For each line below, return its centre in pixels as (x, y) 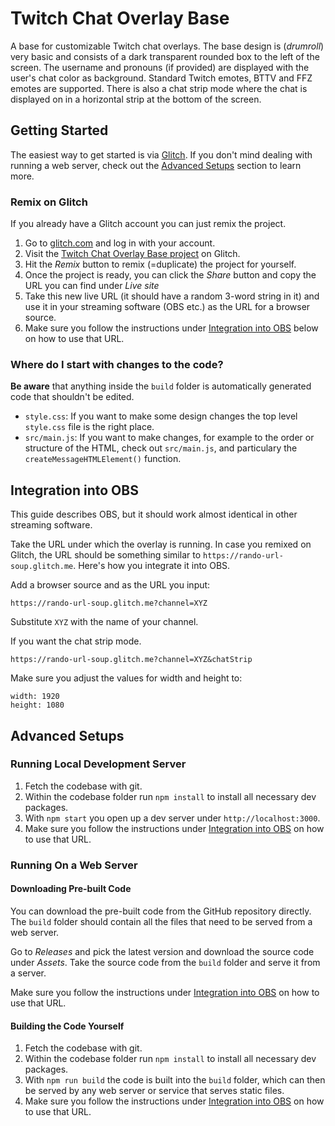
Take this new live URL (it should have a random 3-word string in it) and (172, 296)
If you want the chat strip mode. (76, 641)
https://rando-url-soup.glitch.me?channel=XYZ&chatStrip (131, 660)
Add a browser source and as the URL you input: (110, 585)
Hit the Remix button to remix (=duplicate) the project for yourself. (160, 264)
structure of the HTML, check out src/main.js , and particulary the (161, 448)
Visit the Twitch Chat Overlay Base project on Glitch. (132, 254)
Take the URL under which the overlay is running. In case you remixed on (161, 544)
